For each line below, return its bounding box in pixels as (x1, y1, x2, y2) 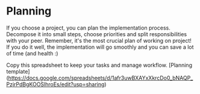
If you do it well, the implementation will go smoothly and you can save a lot (6, 43, 194, 51)
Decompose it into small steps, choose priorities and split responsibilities (6, 30, 187, 37)
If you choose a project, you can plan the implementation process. (6, 24, 170, 31)
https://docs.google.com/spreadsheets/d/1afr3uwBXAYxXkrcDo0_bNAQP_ (8, 74, 193, 81)
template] (6, 67, 30, 75)
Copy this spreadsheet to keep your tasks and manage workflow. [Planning (6, 61, 193, 69)
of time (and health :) (6, 49, 58, 57)
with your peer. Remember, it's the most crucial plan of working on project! (6, 37, 192, 44)
